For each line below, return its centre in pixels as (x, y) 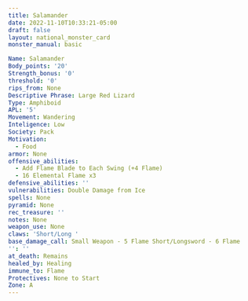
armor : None (27, 154)
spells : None (29, 197)
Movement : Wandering (42, 117)
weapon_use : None (36, 227)
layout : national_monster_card (59, 37)
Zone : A (21, 285)
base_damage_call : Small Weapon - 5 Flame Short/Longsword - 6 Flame (124, 242)
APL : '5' (22, 110)
